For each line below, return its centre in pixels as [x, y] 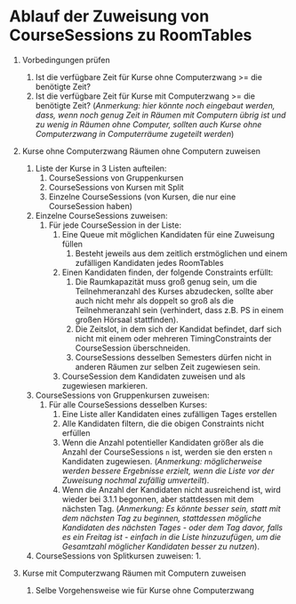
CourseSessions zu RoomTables [131, 35]
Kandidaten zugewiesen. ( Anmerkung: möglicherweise [162, 461]
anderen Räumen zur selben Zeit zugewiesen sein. [168, 366]
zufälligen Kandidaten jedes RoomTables [149, 262]
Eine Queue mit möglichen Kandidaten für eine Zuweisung [168, 234]
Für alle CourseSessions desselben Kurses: [128, 404]
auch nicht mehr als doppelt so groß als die [154, 301]
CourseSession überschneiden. [133, 348]
